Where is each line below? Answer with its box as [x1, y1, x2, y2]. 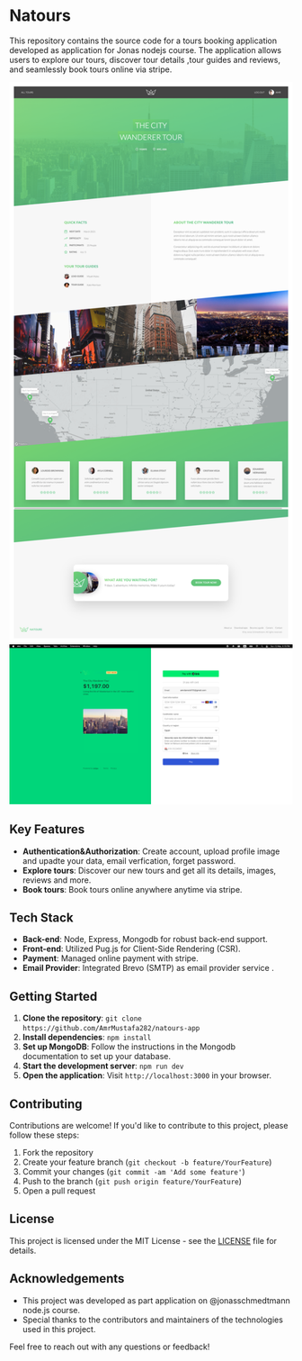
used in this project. [22, 1323, 96, 1334]
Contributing [9, 1096, 83, 1111]
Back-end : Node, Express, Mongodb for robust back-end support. [22, 934, 268, 945]
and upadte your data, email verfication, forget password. [22, 855, 236, 866]
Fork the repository [22, 1148, 94, 1157]
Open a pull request [22, 1185, 96, 1196]
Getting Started [9, 988, 98, 1004]
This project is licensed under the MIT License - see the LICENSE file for [9, 1235, 277, 1246]
